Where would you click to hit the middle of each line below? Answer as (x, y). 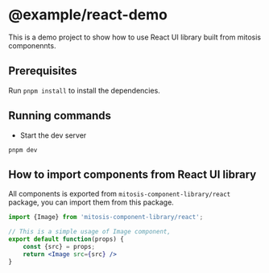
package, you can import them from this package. (91, 202)
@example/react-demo (88, 15)
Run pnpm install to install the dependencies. (85, 90)
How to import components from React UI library (132, 174)
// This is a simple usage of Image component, (90, 232)
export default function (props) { (66, 239)
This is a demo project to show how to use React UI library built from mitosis (135, 37)
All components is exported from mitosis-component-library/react (120, 194)
